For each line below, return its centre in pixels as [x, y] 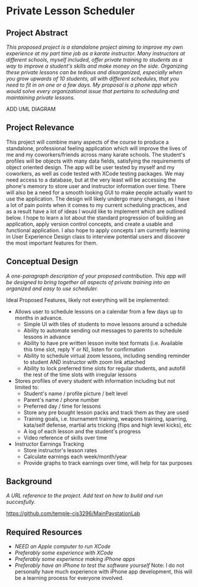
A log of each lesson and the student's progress [82, 431]
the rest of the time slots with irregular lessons [80, 375]
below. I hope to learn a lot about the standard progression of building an [95, 217]
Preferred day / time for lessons [62, 406]
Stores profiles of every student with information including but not [95, 380]
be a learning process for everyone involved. [69, 578]
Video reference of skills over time [65, 437]
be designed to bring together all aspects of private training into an [88, 282]
